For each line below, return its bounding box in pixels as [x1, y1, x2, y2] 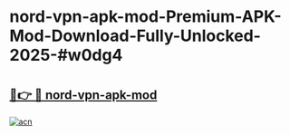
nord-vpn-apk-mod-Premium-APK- [9, 6, 283, 27]
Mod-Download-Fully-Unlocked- [9, 25, 261, 46]
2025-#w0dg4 [9, 45, 123, 65]
